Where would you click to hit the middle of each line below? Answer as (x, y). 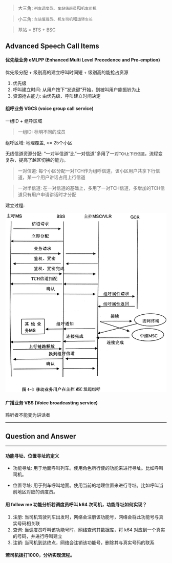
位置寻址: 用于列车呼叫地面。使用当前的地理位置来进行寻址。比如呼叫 (86, 485)
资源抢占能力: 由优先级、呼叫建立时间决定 (57, 96)
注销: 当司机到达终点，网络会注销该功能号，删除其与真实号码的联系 (83, 543)
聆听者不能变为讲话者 (28, 415)
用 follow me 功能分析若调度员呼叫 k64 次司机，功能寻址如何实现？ (76, 504)
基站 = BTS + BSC (37, 30)
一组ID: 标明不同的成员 (41, 132)
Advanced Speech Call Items (52, 46)
